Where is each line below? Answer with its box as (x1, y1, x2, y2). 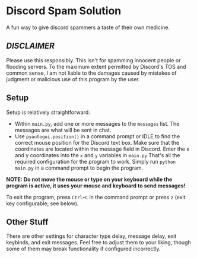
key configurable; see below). (6, 200, 79, 207)
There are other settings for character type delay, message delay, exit (6, 232, 177, 240)
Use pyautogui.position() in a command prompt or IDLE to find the (14, 132, 180, 140)
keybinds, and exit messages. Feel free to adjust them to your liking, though (6, 239, 191, 246)
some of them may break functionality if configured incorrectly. (6, 245, 161, 253)
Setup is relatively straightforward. (6, 109, 90, 116)
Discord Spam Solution (6, 4, 122, 18)
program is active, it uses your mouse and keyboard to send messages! (6, 182, 186, 189)
